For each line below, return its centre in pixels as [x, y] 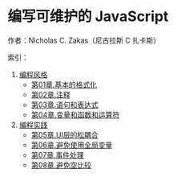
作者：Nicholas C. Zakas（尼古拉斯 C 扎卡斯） [84, 40]
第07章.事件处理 [58, 154]
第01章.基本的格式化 [64, 84]
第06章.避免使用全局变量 [72, 145]
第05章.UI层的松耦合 [64, 134]
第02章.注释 [50, 94]
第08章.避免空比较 [61, 165]
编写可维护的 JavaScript [88, 16]
